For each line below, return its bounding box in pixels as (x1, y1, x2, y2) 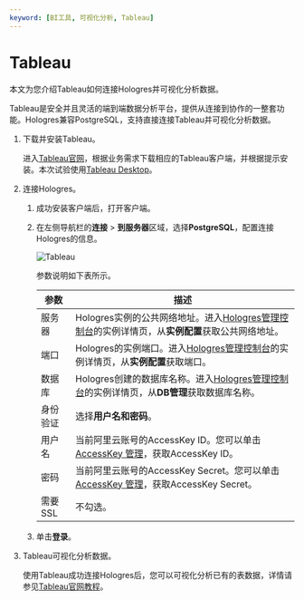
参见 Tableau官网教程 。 (22, 581, 109, 592)
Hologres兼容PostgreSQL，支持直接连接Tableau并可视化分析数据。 (24, 114, 276, 125)
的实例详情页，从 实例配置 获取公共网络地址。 (93, 324, 284, 337)
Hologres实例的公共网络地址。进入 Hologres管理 (75, 311, 280, 324)
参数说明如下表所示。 (35, 269, 116, 281)
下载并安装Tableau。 (22, 133, 101, 144)
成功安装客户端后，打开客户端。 (35, 202, 156, 213)
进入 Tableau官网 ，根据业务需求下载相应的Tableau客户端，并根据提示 (22, 152, 280, 163)
